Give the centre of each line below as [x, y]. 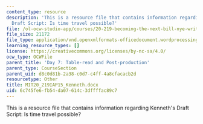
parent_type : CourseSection [42, 68]
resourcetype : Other [32, 79]
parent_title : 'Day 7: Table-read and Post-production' [78, 62]
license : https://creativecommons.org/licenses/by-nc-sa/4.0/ [86, 51]
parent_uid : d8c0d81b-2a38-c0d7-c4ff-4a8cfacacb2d [71, 74]
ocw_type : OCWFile [29, 57]
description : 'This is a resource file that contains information [92, 18]
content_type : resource [36, 12]
